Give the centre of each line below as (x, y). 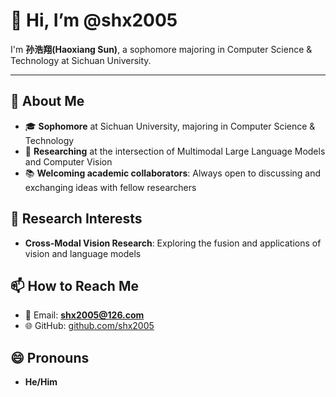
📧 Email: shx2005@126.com (84, 315)
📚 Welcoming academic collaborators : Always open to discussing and (173, 173)
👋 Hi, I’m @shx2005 (94, 20)
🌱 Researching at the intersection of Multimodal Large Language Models (175, 151)
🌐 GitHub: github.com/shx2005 (89, 326)
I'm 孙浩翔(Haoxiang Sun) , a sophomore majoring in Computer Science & (161, 49)
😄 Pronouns (50, 357)
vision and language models (83, 253)
